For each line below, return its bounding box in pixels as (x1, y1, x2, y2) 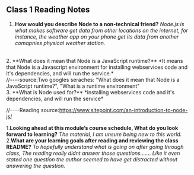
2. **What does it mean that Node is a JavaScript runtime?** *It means (6, 57, 183, 64)
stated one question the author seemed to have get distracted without (6, 155, 178, 163)
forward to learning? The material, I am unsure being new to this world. (6, 131, 182, 138)
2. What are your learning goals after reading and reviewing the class (6, 136, 179, 144)
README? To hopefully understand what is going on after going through (6, 143, 184, 150)
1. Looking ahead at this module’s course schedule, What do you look (6, 124, 179, 131)
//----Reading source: (6, 106, 59, 113)
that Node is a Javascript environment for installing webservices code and (6, 63, 188, 71)
